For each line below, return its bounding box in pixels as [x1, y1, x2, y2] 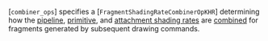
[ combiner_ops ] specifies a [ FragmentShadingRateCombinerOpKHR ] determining [8, 7, 260, 16]
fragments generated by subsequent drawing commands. [8, 24, 200, 33]
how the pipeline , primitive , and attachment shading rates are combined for [8, 15, 258, 25]
